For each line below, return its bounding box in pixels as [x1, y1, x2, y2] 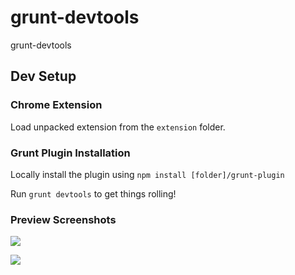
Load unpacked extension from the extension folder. [10, 121, 226, 133]
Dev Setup [10, 68, 77, 85]
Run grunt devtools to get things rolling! [10, 187, 177, 200]
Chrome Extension [10, 98, 103, 112]
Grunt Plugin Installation [10, 146, 131, 160]
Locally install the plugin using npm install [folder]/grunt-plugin [10, 168, 285, 180]
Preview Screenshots [10, 212, 117, 226]
